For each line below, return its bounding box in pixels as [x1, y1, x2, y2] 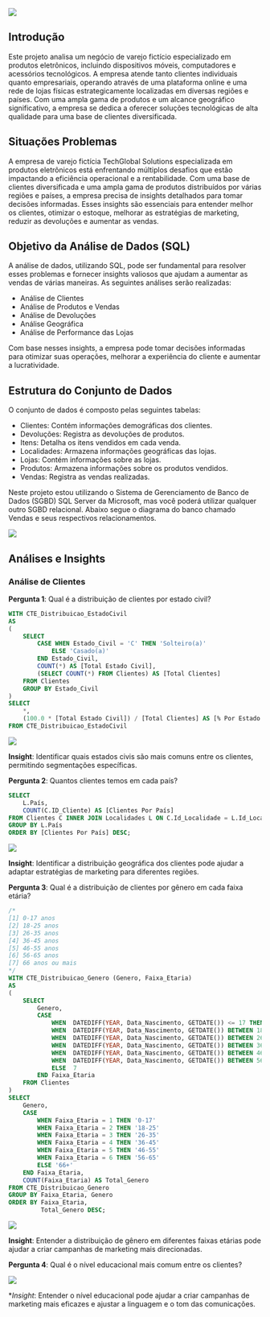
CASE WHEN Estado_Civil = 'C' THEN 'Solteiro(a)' [37, 640, 207, 648]
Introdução [8, 31, 65, 44]
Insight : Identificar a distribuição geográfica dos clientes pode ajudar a [8, 858, 244, 869]
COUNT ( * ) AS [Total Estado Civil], [37, 663, 157, 671]
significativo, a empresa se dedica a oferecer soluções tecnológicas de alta [8, 103, 259, 113]
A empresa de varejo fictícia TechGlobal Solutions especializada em [8, 156, 233, 166]
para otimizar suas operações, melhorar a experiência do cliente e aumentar [8, 352, 261, 361]
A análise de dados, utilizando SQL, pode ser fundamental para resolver [8, 261, 247, 270]
